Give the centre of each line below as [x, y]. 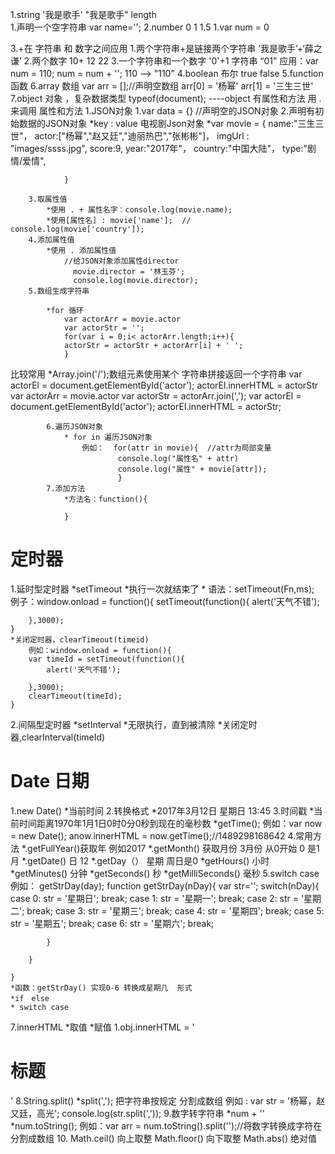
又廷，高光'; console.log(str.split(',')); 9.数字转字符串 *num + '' [137, 1113]
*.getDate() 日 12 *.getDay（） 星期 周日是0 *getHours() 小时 [145, 860]
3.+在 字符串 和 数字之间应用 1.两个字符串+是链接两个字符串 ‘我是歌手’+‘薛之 [166, 48]
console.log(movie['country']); [77, 229]
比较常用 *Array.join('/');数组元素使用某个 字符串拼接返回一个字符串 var [156, 374]
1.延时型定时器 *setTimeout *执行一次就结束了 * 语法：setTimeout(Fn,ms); [162, 589]
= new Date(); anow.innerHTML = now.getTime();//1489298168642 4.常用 [162, 835]
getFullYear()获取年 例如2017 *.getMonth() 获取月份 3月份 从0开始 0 [166, 848]
